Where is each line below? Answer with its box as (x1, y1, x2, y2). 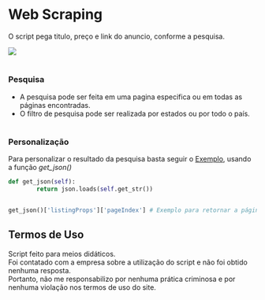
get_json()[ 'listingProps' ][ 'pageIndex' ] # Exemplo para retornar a (8, 206, 238, 214)
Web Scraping (8, 6, 103, 24)
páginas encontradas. (19, 100, 91, 109)
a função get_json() (8, 163, 73, 172)
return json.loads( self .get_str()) (36, 185, 154, 193)
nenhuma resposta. (8, 265, 71, 275)
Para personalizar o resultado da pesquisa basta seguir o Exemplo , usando (8, 154, 252, 164)
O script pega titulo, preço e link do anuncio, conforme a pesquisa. (8, 31, 225, 41)
